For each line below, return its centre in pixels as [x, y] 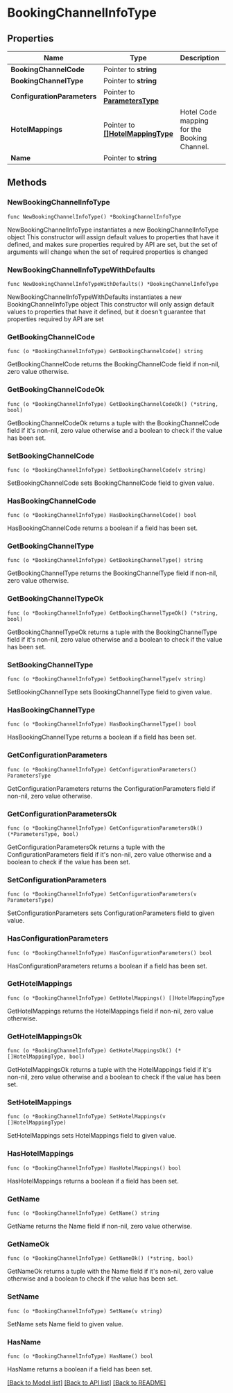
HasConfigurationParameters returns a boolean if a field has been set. [107, 966]
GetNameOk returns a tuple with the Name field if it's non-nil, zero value [110, 1272]
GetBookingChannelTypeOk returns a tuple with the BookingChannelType [112, 632]
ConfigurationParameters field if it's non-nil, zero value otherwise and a [109, 854]
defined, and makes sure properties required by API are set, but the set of [113, 244]
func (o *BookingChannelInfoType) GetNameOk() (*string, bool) [101, 1258]
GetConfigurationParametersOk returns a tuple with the [86, 847]
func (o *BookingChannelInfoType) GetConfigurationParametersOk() [105, 828]
